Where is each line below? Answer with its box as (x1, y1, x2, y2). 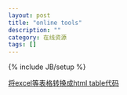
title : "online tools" (8, 19, 82, 27)
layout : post (8, 11, 51, 20)
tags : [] (8, 41, 37, 49)
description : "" (8, 26, 61, 34)
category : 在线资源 (8, 33, 67, 42)
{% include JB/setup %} (8, 62, 86, 71)
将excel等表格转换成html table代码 (8, 79, 119, 88)
